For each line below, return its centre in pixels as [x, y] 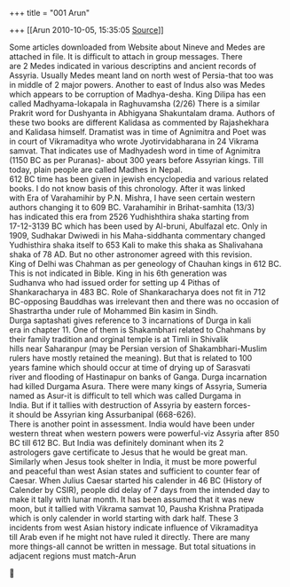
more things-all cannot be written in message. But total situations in [133, 546]
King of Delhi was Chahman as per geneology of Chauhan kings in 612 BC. [145, 264]
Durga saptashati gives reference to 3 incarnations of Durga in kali [130, 320]
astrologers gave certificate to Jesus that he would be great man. [129, 452]
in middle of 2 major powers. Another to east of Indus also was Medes [137, 85]
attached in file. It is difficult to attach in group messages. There [126, 56]
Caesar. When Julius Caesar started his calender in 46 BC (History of [136, 481]
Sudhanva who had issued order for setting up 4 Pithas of [114, 282]
